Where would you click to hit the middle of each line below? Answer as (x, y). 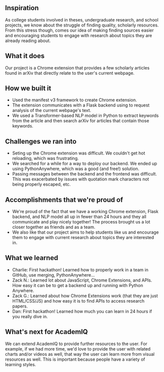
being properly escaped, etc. (41, 184)
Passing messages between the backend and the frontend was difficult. (84, 174)
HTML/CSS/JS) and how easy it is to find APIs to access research (78, 301)
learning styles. (21, 364)
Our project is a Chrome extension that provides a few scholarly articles (77, 67)
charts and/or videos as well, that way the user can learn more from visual (80, 354)
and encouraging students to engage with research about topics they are (79, 35)
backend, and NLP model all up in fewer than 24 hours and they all (79, 217)
